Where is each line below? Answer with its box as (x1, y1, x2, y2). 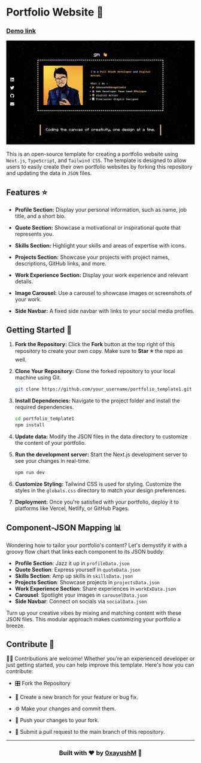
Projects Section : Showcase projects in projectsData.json (14, 578, 160, 585)
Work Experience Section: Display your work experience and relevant (14, 271, 188, 279)
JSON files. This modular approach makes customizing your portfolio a (6, 615, 181, 622)
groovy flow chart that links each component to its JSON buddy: (6, 548, 165, 555)
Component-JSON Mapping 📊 (6, 523, 122, 533)
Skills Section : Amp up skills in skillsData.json (14, 572, 133, 579)
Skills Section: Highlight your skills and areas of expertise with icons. (14, 242, 186, 249)
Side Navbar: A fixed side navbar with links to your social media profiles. (14, 307, 194, 315)
